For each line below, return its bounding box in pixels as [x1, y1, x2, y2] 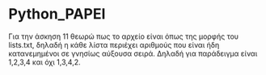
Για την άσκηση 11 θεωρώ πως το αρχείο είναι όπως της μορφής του [8, 31, 239, 41]
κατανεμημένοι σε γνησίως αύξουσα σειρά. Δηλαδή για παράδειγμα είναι [8, 48, 258, 58]
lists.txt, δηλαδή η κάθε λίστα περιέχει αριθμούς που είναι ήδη [8, 40, 220, 49]
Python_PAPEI [8, 5, 106, 23]
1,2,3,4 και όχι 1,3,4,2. [8, 57, 81, 67]
